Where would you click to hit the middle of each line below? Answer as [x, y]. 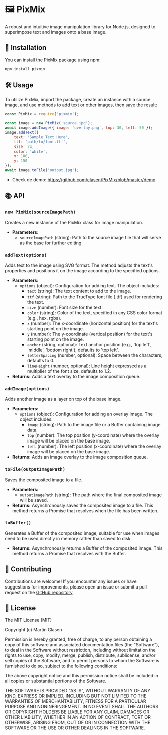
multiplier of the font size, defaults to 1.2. [69, 371]
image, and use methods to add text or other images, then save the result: [81, 105]
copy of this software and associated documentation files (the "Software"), [82, 645]
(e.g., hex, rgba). [44, 318]
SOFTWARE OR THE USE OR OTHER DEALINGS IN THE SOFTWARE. [75, 728]
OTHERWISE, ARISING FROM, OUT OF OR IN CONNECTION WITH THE [78, 723]
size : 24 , [24, 146]
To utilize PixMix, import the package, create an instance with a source [78, 100]
